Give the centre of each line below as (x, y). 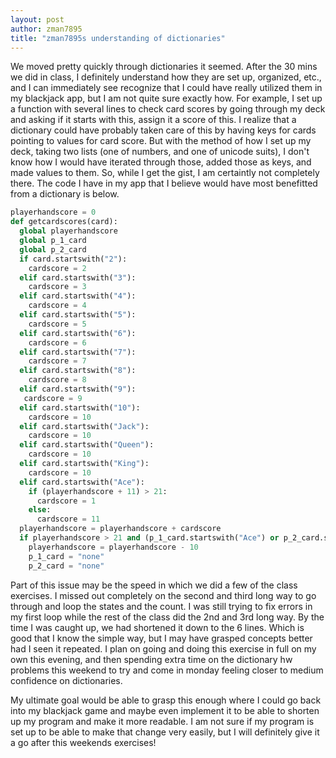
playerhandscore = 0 (53, 212)
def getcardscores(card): (64, 222)
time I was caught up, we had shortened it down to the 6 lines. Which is (157, 627)
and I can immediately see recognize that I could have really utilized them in (166, 88)
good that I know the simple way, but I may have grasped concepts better (161, 638)
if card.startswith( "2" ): (73, 259)
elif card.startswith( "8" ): (78, 371)
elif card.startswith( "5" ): (78, 315)
